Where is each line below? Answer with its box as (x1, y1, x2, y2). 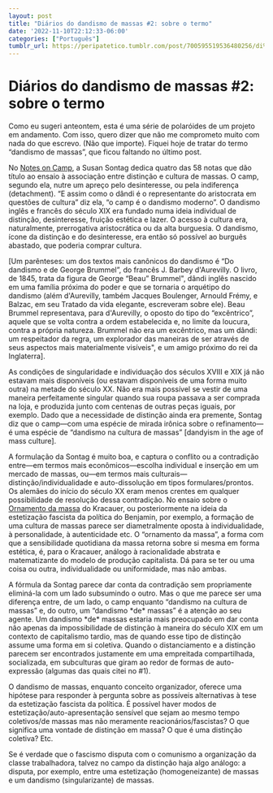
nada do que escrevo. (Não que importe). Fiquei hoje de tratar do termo (8, 139, 249, 149)
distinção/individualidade (8, 478, 93, 487)
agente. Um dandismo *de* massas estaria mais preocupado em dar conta (8, 614, 259, 624)
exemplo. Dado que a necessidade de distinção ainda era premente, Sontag (8, 410, 262, 420)
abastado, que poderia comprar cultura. (8, 240, 142, 250)
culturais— (151, 469, 188, 479)
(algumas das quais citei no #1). (45, 666, 151, 676)
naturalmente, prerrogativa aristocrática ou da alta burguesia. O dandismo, (8, 223, 258, 233)
